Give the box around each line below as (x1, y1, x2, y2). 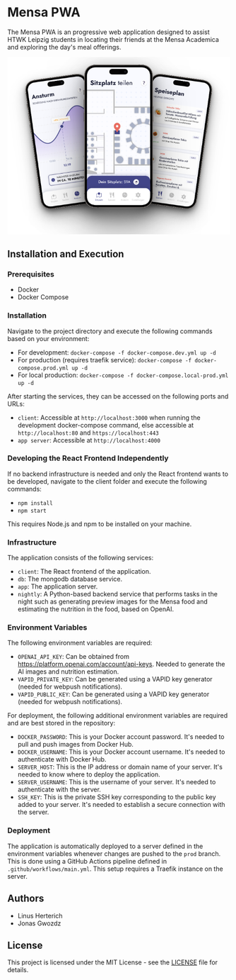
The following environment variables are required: (7, 639, 153, 647)
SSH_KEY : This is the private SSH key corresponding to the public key (17, 793, 217, 801)
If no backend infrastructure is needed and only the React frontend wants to (7, 469, 228, 478)
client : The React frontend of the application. (17, 567, 151, 576)
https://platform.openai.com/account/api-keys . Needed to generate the (17, 660, 225, 669)
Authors (7, 893, 45, 905)
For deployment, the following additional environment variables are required (7, 711, 228, 720)
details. (7, 966, 29, 974)
